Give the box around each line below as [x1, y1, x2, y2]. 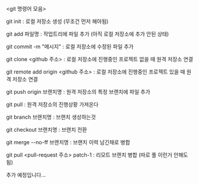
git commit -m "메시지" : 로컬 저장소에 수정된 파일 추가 [6, 43, 134, 50]
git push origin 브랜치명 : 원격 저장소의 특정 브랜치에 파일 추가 [6, 88, 150, 95]
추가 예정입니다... [6, 172, 46, 178]
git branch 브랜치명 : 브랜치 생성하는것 [6, 113, 96, 120]
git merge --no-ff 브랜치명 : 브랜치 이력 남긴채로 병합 [6, 139, 131, 145]
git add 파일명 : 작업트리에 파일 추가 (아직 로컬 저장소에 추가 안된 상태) [6, 30, 169, 37]
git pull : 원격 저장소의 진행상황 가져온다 [6, 101, 99, 108]
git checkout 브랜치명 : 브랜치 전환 [6, 126, 87, 133]
